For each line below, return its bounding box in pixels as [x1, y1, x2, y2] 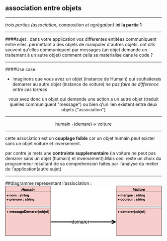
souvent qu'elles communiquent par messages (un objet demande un [5, 47, 148, 53]
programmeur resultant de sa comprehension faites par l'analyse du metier [5, 161, 159, 166]
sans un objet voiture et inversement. [5, 140, 81, 146]
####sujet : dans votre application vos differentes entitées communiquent [5, 36, 157, 42]
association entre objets [5, 4, 82, 12]
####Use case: [5, 66, 37, 72]
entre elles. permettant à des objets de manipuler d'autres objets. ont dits [5, 41, 156, 47]
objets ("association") [61, 106, 106, 112]
